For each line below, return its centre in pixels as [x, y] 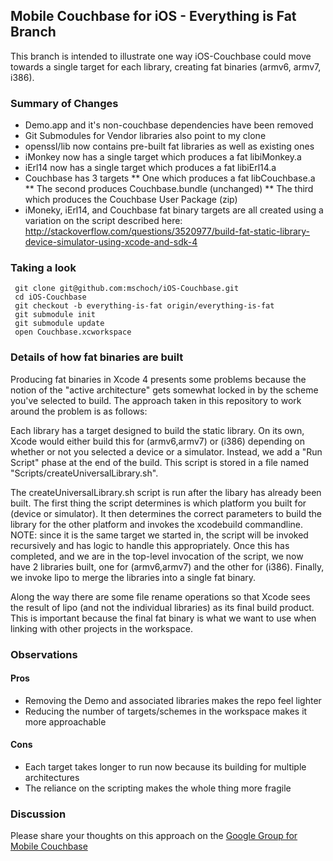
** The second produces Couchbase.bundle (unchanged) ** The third [169, 189]
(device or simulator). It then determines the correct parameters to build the [166, 513]
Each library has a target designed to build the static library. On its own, [157, 430]
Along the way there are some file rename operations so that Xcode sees [160, 596]
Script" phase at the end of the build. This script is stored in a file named [160, 462]
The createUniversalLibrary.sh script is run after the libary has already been [166, 492]
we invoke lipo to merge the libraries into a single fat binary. [133, 577]
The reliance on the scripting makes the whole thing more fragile [158, 788]
